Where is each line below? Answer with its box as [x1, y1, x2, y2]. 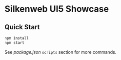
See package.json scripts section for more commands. [4, 49, 117, 55]
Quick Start [4, 23, 40, 31]
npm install [4, 36, 29, 40]
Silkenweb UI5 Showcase [4, 3, 109, 15]
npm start [4, 40, 25, 45]
